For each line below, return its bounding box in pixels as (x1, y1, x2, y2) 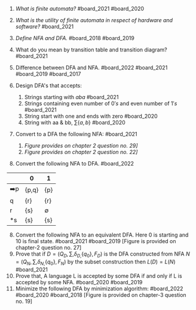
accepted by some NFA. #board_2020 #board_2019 (15, 278, 143, 286)
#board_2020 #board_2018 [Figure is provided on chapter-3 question (15, 291, 187, 298)
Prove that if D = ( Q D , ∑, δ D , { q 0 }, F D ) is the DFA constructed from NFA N (15, 250, 190, 259)
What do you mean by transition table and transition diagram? (15, 46, 167, 53)
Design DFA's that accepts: (15, 82, 82, 89)
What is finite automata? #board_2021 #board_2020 (15, 5, 145, 12)
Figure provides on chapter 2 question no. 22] (24, 149, 138, 155)
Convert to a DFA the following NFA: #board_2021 (15, 131, 137, 137)
